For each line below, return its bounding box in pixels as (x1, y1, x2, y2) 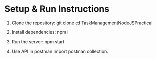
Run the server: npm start (11, 38, 65, 45)
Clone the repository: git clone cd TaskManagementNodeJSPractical (11, 20, 153, 26)
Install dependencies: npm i (11, 29, 69, 35)
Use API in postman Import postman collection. (11, 48, 109, 54)
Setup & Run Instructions (4, 3, 110, 15)
